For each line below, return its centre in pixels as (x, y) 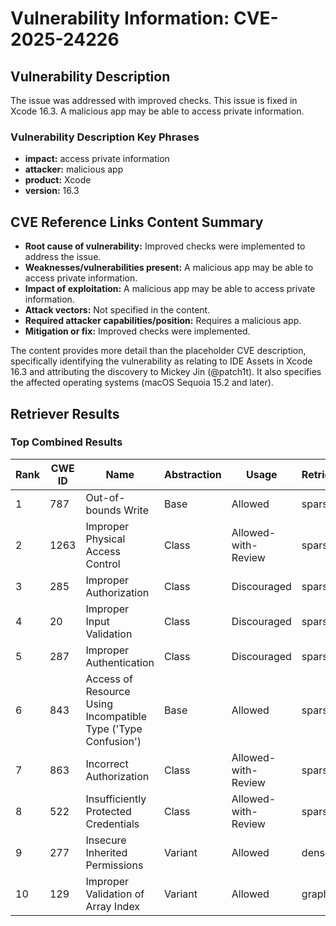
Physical (105, 539)
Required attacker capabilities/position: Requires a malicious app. (163, 321)
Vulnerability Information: (120, 18)
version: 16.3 (52, 191)
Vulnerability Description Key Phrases (105, 137)
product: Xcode (58, 180)
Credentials (112, 824)
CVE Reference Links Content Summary (137, 222)
